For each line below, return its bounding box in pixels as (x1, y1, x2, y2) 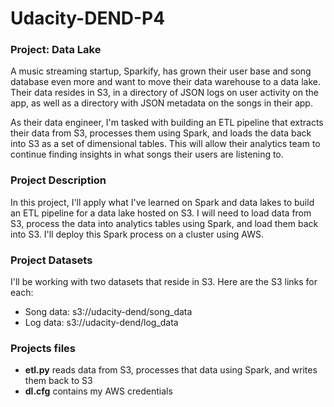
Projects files (10, 342, 77, 355)
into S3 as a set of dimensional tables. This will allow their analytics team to (10, 138, 321, 150)
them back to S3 (24, 375, 93, 387)
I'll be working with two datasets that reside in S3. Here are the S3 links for (10, 276, 318, 288)
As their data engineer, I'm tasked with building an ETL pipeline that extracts (10, 117, 324, 129)
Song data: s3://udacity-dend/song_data (24, 306, 193, 318)
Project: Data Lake (10, 43, 102, 57)
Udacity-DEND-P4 (10, 7, 166, 30)
